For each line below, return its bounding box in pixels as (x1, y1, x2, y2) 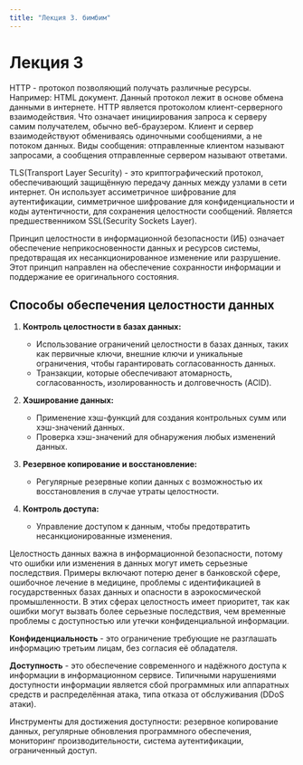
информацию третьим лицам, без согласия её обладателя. (9, 643, 238, 654)
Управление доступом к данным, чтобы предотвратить (35, 521, 251, 532)
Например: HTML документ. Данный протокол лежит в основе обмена (9, 91, 284, 102)
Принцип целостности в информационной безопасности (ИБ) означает (9, 233, 285, 244)
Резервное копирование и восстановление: (22, 459, 197, 470)
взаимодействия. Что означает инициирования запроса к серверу (9, 110, 268, 122)
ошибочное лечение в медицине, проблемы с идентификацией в (9, 577, 261, 588)
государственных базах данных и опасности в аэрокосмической (9, 587, 261, 598)
